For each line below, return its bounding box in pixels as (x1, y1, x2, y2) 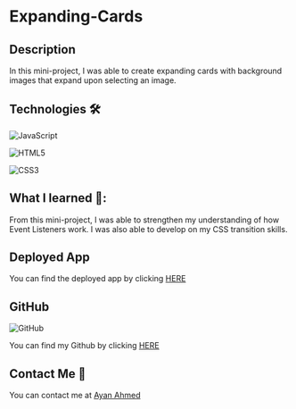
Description (9, 42, 76, 57)
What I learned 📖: (9, 190, 107, 206)
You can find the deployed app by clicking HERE (9, 273, 186, 284)
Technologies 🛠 (9, 102, 101, 117)
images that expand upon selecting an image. (9, 75, 177, 86)
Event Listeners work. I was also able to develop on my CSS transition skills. (9, 223, 288, 234)
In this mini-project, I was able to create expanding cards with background (9, 65, 283, 76)
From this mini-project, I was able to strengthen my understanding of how (9, 214, 279, 225)
